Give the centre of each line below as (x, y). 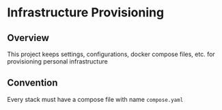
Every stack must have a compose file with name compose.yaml (95, 99)
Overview (28, 38)
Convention (32, 83)
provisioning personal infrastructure (57, 61)
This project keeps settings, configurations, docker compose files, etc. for (111, 54)
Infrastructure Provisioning (86, 13)
